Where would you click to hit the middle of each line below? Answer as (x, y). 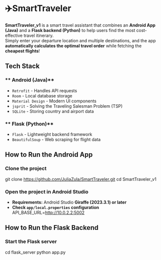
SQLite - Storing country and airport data (53, 111)
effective (14, 35)
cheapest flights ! (23, 51)
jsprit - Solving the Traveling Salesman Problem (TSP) (67, 106)
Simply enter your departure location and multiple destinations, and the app (80, 40)
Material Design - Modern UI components (54, 101)
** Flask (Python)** (29, 124)
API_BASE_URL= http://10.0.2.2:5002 (48, 212)
